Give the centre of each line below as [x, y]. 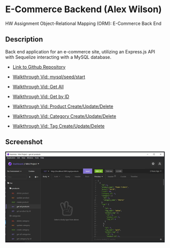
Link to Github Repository [39, 67]
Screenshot [24, 142]
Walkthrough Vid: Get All [38, 86]
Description [24, 39]
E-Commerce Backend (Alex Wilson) [83, 9]
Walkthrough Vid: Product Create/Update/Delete [63, 106]
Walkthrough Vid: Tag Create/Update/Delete [58, 126]
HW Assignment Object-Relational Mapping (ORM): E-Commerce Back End [83, 23]
